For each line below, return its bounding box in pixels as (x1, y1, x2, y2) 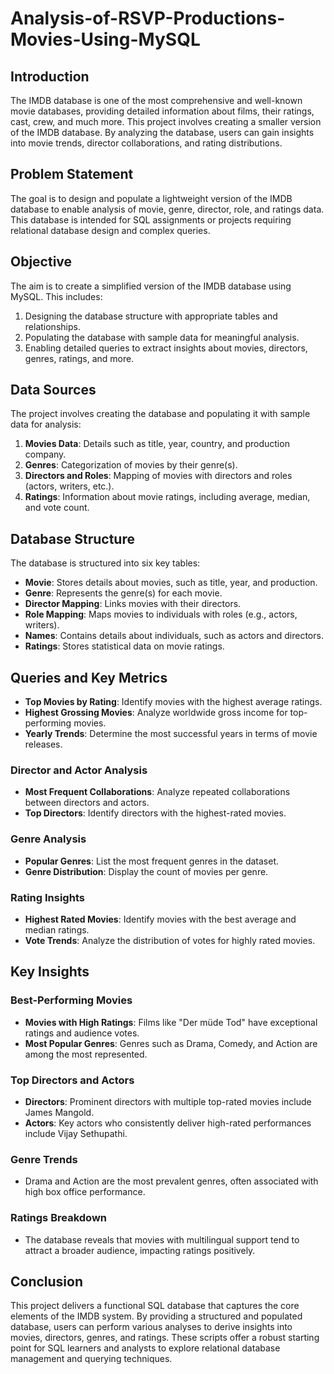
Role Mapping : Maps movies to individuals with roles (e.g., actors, (24, 608, 298, 621)
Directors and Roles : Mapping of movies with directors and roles (24, 470, 293, 482)
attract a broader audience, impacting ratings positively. (24, 1244, 256, 1256)
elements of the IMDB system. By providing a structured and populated (10, 1310, 303, 1322)
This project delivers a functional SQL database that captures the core (10, 1300, 300, 1312)
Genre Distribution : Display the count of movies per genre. (24, 865, 269, 877)
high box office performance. (24, 1186, 146, 1198)
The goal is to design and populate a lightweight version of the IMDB (10, 192, 293, 204)
